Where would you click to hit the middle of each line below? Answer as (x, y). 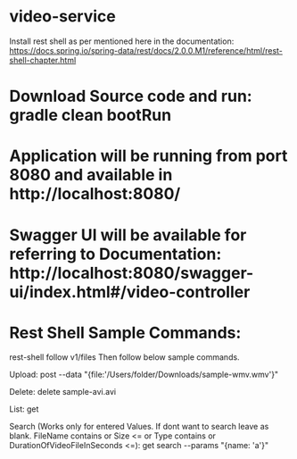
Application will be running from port (148, 156)
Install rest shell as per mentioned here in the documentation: (122, 41)
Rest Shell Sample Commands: (125, 333)
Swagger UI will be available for (128, 235)
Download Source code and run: (131, 96)
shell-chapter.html (43, 60)
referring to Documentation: (115, 254)
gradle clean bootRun (91, 116)
